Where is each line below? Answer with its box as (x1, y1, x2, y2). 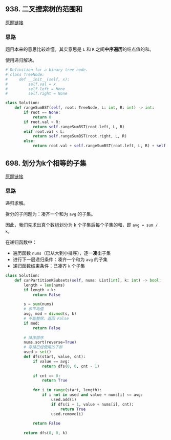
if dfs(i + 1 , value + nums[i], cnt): (51, 402, 134, 407)
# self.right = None (5, 91, 68, 96)
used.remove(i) (51, 411, 83, 416)
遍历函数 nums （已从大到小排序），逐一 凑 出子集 (12, 250, 111, 256)
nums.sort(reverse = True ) (24, 340, 77, 345)
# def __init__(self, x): (5, 76, 70, 82)
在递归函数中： (5, 239, 37, 245)
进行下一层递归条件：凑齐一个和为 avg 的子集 (12, 256, 108, 263)
